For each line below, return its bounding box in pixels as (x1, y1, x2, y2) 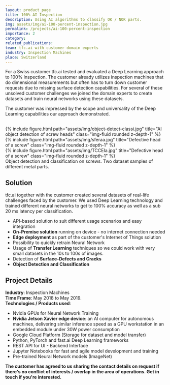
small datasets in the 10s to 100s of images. (12, 250, 104, 257)
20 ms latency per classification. (5, 208, 74, 214)
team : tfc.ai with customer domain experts (5, 45, 99, 50)
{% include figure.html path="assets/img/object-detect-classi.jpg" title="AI (5, 126, 162, 132)
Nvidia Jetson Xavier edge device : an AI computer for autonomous (12, 316, 154, 321)
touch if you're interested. (5, 374, 62, 380)
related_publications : (5, 41, 53, 46)
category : (5, 36, 26, 41)
